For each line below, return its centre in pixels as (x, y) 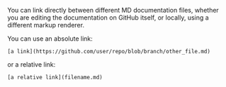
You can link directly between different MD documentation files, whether (113, 10)
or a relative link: (32, 65)
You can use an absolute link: (50, 39)
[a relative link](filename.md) (55, 77)
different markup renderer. (46, 25)
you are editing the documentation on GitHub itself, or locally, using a (108, 18)
